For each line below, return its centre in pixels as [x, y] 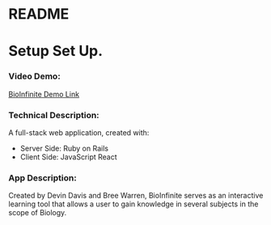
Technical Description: [54, 115]
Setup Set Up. [56, 51]
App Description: [42, 177]
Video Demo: [34, 76]
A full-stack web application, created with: [79, 132]
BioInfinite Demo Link [44, 94]
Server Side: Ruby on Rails [64, 148]
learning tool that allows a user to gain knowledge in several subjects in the [133, 204]
